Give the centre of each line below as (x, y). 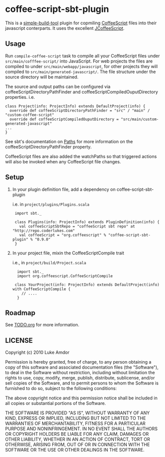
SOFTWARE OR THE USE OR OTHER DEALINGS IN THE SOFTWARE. (75, 450)
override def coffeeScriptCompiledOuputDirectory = (64, 119)
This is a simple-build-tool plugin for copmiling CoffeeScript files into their (81, 23)
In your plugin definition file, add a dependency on (64, 189)
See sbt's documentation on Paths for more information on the (69, 141)
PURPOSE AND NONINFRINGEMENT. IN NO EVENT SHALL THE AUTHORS (82, 429)
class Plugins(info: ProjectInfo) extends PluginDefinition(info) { (87, 222)
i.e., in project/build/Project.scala (49, 262)
